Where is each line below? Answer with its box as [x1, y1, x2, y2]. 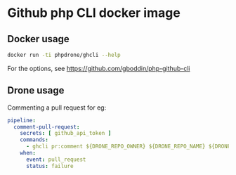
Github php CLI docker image [7, 5, 181, 21]
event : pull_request [25, 156, 86, 163]
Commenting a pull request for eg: [7, 103, 107, 112]
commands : [20, 136, 49, 143]
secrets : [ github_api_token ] [20, 130, 112, 137]
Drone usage [7, 84, 65, 96]
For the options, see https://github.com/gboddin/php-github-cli [7, 64, 191, 72]
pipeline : [7, 117, 37, 124]
